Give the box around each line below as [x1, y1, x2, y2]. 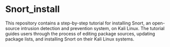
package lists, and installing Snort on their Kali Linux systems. [5, 36, 134, 42]
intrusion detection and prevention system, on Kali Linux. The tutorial [21, 25, 165, 31]
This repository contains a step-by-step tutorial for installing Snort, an [5, 20, 151, 26]
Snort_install [5, 3, 60, 15]
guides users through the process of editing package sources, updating [5, 30, 155, 36]
